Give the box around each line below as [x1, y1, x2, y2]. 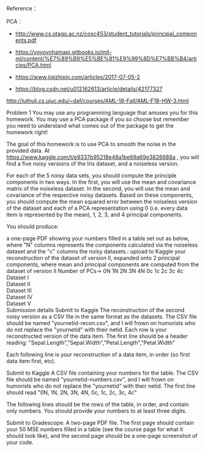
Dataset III [6, 287, 32, 294]
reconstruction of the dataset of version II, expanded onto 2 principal [6, 255, 181, 261]
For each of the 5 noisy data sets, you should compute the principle [6, 172, 177, 179]
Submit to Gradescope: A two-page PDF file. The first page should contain [6, 419, 195, 426]
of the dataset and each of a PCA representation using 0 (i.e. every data [6, 204, 188, 212]
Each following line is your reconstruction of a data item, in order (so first [6, 351, 190, 358]
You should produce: [6, 223, 59, 230]
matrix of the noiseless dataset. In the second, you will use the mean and [6, 185, 190, 192]
